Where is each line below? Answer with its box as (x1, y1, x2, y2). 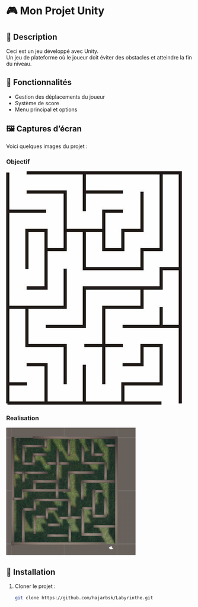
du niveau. (6, 60, 32, 67)
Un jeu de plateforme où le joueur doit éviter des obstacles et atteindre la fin (6, 54, 193, 61)
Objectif (6, 158, 30, 166)
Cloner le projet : (14, 583, 56, 590)
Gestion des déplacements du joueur (14, 93, 106, 100)
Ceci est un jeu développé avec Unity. (6, 48, 99, 55)
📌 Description (6, 32, 58, 42)
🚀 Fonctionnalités (6, 77, 72, 87)
